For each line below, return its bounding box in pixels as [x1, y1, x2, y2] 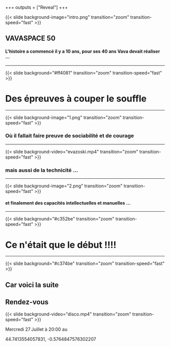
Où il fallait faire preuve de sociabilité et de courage [5, 132, 134, 139]
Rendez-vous [5, 298, 49, 306]
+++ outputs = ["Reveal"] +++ [5, 5, 68, 10]
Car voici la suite [5, 281, 59, 289]
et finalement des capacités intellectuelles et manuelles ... [5, 200, 131, 206]
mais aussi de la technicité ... [5, 167, 78, 174]
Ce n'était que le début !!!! [5, 239, 117, 250]
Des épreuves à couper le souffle [5, 93, 147, 104]
